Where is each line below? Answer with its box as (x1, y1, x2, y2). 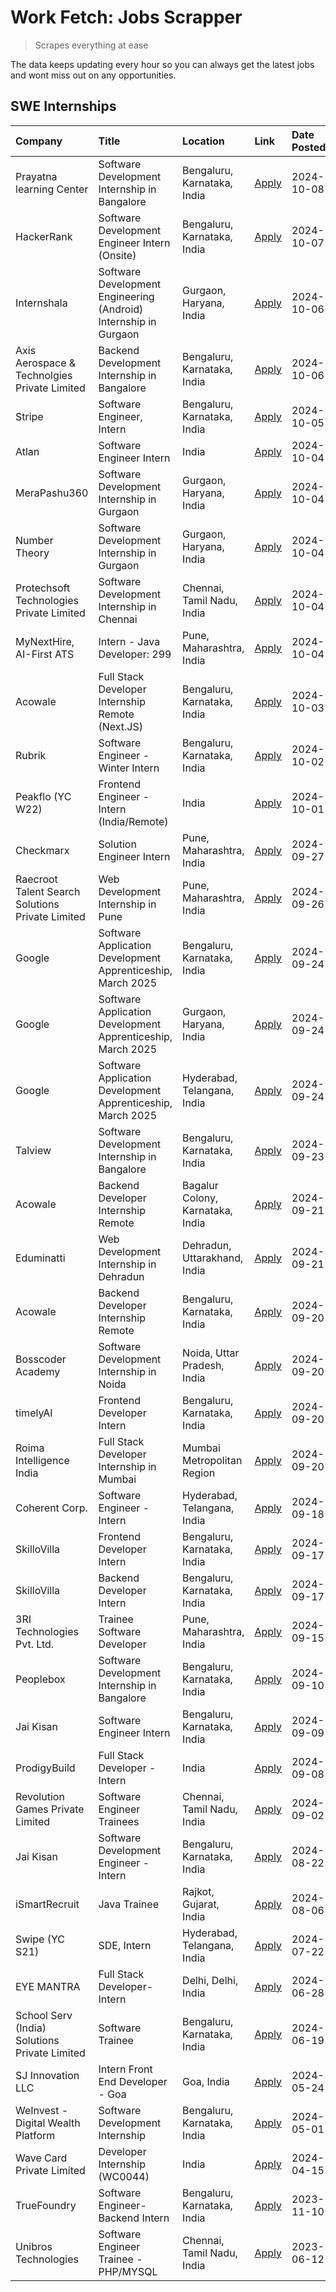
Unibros (15, 2239, 53, 2253)
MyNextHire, (15, 634, 75, 648)
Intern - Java (98, 634, 161, 648)
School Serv (15, 2008, 73, 2022)
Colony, (182, 1191, 219, 1205)
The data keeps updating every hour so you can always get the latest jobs (10, 58, 315, 70)
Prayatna (15, 169, 58, 183)
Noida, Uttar (182, 1346, 240, 1360)
